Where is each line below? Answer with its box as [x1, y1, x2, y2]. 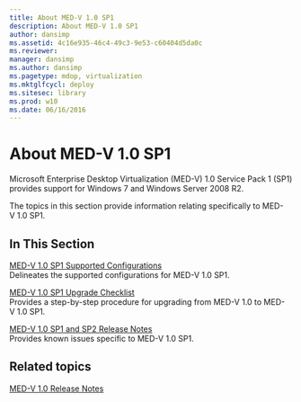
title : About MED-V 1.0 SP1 [9, 13, 115, 22]
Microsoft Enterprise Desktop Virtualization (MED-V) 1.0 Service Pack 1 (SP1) [9, 174, 293, 184]
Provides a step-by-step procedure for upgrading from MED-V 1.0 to [9, 297, 262, 307]
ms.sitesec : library [9, 88, 87, 97]
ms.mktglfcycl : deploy [9, 80, 94, 89]
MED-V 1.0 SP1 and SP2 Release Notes [9, 324, 153, 334]
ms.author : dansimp [9, 64, 83, 73]
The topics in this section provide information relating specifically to [9, 201, 261, 211]
